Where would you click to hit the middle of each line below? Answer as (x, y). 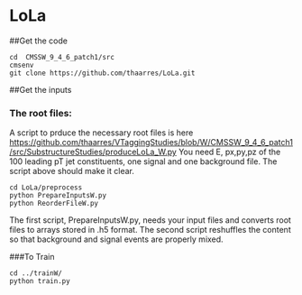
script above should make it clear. (72, 171)
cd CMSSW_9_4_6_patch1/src (62, 57)
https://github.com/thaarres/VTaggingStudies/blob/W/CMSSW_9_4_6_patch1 (151, 143)
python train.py (40, 281)
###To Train (32, 257)
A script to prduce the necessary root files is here (101, 133)
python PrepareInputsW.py (58, 196)
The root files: (41, 113)
